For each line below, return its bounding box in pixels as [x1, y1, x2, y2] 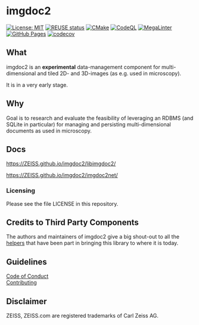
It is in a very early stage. [6, 81, 69, 88]
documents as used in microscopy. [6, 127, 92, 134]
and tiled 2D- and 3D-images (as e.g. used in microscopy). [37, 70, 182, 77]
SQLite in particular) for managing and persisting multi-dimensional [6, 120, 171, 128]
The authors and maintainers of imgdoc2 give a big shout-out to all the [6, 233, 180, 240]
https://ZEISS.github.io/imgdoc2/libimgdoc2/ [6, 160, 116, 168]
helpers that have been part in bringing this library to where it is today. [6, 240, 179, 247]
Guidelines [6, 256, 47, 267]
